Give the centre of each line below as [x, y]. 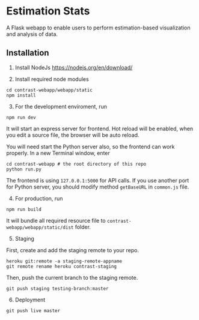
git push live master [33, 310]
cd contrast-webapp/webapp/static [50, 90]
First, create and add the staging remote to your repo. [73, 250]
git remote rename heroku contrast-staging [62, 266]
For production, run [39, 198]
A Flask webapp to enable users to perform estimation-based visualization [98, 28]
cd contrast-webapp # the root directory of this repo [76, 164]
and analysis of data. [32, 34]
